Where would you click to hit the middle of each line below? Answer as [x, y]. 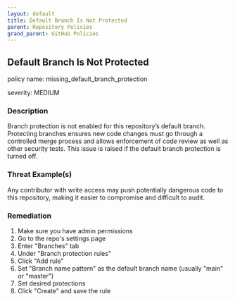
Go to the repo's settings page [62, 238]
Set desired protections [51, 283]
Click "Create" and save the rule [64, 290]
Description [28, 111]
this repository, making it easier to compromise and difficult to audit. [106, 197]
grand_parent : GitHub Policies [53, 33]
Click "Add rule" [40, 261]
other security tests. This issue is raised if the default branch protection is [114, 149]
